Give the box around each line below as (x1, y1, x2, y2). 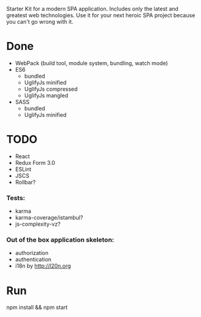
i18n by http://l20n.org (15, 262, 71, 270)
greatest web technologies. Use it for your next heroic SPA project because (6, 12, 196, 19)
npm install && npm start (6, 304, 68, 311)
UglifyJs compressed (24, 85, 78, 92)
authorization (15, 249, 49, 257)
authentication (15, 256, 52, 263)
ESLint (15, 165, 32, 173)
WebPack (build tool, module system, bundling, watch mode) (15, 59, 168, 66)
